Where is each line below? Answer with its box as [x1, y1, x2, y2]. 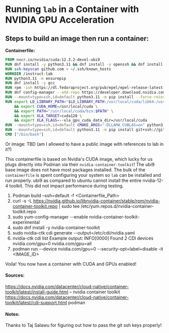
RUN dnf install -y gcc [5, 80, 55, 86]
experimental [12, 219, 40, 225]
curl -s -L [12, 197, 33, 204]
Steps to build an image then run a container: [5, 34, 149, 43]
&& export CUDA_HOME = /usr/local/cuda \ [14, 104, 98, 109]
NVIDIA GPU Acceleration [5, 14, 114, 26]
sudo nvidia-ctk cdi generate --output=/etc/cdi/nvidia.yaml [12, 230, 135, 236]
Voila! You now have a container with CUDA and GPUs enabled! [5, 261, 137, 267]
